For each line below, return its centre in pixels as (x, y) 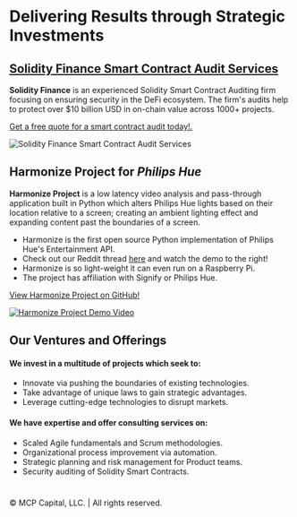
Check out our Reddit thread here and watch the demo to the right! (145, 258)
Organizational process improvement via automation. (119, 452)
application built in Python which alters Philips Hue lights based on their (141, 202)
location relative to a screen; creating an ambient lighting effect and (134, 212)
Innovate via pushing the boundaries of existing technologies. (136, 383)
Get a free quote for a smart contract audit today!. (101, 126)
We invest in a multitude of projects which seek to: (105, 363)
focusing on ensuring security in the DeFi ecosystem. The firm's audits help (149, 99)
